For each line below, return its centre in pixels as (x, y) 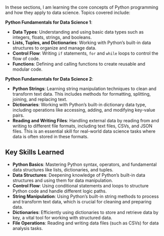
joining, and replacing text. (40, 99)
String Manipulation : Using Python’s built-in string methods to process (85, 196)
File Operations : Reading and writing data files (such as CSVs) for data (85, 223)
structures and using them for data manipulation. (63, 180)
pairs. (18, 115)
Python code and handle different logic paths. (59, 191)
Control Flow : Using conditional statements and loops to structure (80, 185)
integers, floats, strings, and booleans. (52, 37)
